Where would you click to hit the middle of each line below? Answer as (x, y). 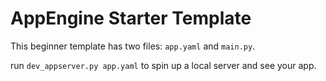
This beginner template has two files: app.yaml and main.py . (133, 46)
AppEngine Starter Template (131, 18)
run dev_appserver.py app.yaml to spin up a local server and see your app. (163, 65)
